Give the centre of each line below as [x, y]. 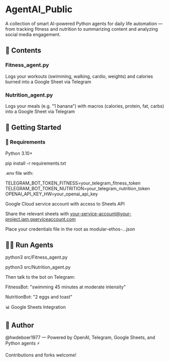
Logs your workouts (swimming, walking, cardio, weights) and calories [79, 76]
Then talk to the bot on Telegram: [40, 277]
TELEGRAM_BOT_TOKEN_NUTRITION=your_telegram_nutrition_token [78, 188]
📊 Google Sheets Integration [36, 307]
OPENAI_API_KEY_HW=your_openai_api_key [52, 194]
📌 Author [20, 325]
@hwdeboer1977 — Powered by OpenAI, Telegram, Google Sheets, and [80, 337]
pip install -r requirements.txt [36, 163]
